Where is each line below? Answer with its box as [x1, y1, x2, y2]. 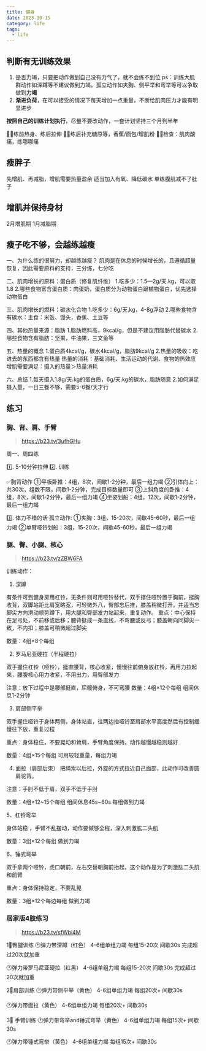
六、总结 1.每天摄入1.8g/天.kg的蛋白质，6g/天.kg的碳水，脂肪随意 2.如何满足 [6, 375, 199, 383]
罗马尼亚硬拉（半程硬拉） [15, 650, 80, 658]
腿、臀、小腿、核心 [6, 541, 63, 549]
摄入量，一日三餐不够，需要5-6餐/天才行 [6, 383, 109, 391]
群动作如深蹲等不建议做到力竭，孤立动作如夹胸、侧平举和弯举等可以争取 [15, 81, 198, 88]
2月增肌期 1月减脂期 [6, 220, 57, 227]
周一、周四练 [6, 450, 39, 458]
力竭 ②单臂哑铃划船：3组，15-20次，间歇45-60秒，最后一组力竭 [6, 524, 173, 531]
